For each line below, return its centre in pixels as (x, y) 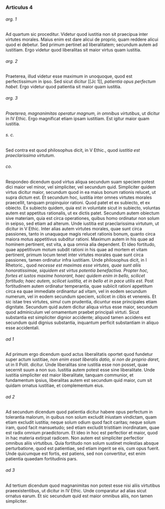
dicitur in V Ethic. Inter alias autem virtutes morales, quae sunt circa (74, 228)
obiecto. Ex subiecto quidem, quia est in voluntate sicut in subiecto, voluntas (83, 208)
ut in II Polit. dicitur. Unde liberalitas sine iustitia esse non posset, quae (77, 365)
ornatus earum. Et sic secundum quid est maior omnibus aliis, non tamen (79, 496)
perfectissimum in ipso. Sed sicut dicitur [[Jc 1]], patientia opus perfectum (81, 81)
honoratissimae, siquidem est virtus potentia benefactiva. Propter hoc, (77, 270)
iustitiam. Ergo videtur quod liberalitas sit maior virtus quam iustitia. (73, 50)
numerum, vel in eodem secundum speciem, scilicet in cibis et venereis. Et (81, 296)
